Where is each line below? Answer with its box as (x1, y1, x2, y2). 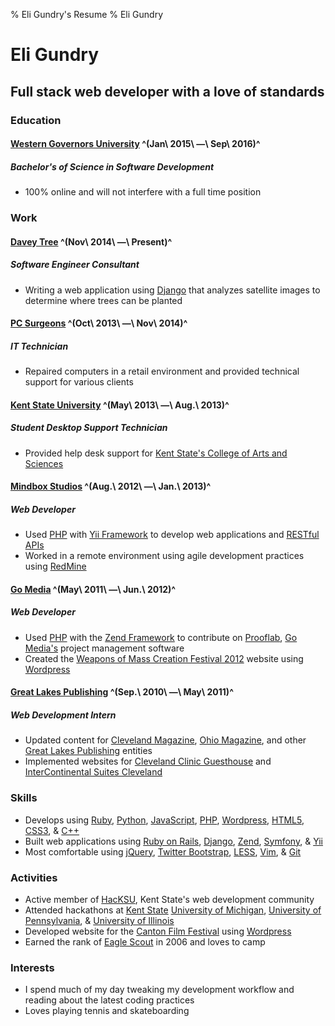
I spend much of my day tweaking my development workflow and (24, 984, 295, 996)
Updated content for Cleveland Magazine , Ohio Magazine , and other (24, 734, 307, 746)
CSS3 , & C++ (24, 824, 80, 836)
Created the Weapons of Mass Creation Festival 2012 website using (24, 652, 304, 664)
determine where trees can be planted (24, 294, 183, 306)
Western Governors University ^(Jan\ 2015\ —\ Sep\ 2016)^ (10, 138, 261, 150)
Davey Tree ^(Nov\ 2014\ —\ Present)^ (10, 235, 173, 248)
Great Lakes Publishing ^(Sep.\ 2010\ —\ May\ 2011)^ (10, 686, 234, 698)
